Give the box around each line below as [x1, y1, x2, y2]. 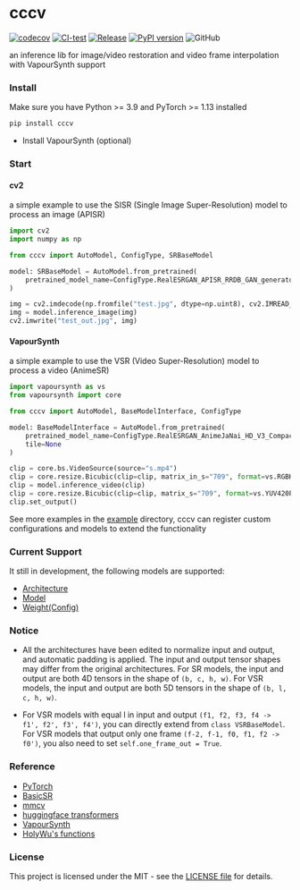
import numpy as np [9, 235, 82, 244]
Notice [9, 624, 39, 637]
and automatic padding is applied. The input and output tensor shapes [21, 654, 281, 665]
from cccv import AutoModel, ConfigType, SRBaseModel [9, 250, 214, 259]
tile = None [25, 439, 62, 449]
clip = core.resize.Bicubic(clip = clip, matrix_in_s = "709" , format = [9, 472, 266, 481]
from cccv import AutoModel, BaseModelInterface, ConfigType [9, 407, 242, 416]
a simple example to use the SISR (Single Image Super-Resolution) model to [9, 199, 287, 210]
